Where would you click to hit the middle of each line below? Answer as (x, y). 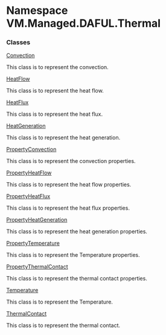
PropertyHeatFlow (29, 173)
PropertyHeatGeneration (37, 220)
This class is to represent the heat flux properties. (68, 208)
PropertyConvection (31, 150)
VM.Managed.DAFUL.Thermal (84, 23)
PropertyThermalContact (37, 267)
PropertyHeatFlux (28, 196)
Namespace (37, 11)
